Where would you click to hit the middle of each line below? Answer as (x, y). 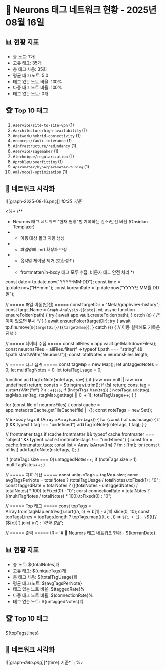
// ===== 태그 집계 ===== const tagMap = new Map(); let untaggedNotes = (82, 364)
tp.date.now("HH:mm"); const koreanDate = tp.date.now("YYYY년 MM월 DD (82, 287)
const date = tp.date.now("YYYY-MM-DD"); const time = (63, 282)
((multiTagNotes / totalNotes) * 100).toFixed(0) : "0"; (59, 496)
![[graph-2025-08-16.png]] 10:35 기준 (43, 201)
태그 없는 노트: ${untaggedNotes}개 (48, 602)
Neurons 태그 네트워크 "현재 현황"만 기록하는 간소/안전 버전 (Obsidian (80, 221)
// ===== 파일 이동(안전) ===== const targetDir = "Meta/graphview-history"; (83, 304)
